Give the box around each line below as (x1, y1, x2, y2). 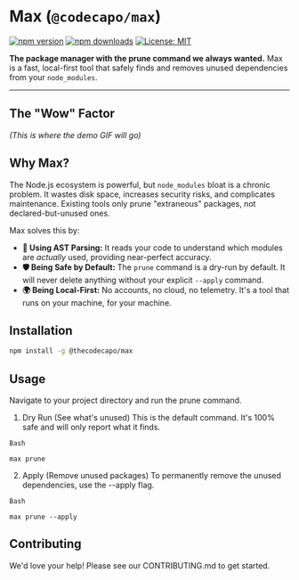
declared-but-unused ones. (9, 208, 110, 218)
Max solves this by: (9, 225, 80, 235)
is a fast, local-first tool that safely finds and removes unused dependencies (9, 62, 288, 73)
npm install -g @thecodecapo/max (9, 347, 133, 355)
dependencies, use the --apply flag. (21, 479, 155, 491)
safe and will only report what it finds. (21, 421, 161, 433)
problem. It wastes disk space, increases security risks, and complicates (9, 189, 276, 200)
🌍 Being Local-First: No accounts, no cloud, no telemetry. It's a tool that (21, 284, 290, 295)
